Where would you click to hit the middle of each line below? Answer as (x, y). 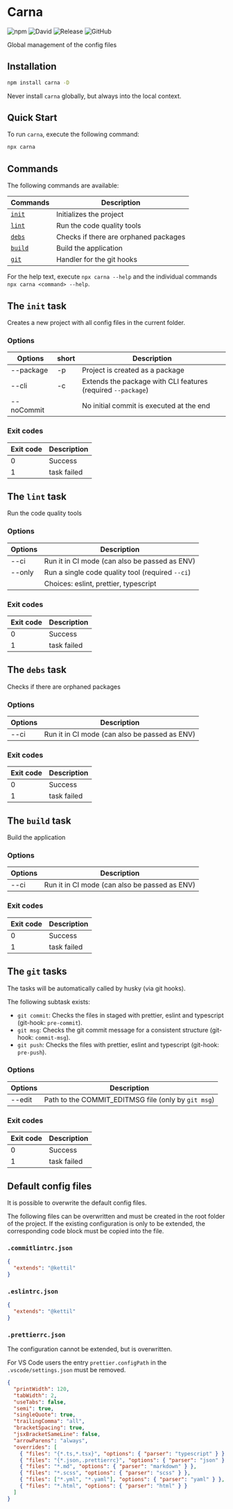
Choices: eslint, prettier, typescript (100, 583)
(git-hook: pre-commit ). (50, 1022)
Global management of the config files (62, 44)
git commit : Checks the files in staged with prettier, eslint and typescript (120, 1015)
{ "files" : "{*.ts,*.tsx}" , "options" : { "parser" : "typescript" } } (122, 1453)
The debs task (37, 670)
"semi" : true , (34, 1408)
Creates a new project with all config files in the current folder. (96, 322)
